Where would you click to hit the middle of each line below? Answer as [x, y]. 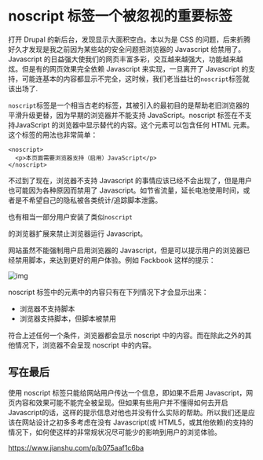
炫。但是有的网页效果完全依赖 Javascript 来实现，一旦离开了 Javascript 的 [128, 68]
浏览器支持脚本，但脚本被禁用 [68, 318]
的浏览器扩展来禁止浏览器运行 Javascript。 [78, 234]
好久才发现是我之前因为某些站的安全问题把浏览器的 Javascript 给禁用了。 [127, 49]
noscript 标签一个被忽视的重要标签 [121, 16]
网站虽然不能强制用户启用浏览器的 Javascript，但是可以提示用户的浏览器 [126, 250]
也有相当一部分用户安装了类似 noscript [71, 216]
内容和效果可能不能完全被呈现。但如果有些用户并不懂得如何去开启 [121, 403]
